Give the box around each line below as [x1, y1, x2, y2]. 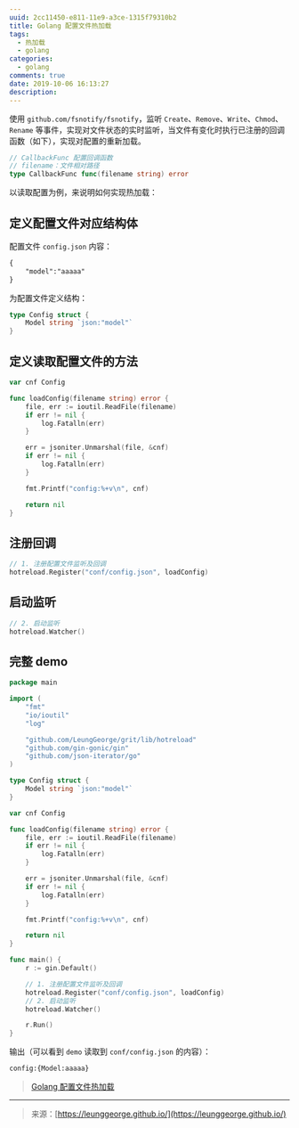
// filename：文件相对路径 [9, 161, 100, 170]
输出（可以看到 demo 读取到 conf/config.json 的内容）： [9, 1046, 211, 1057]
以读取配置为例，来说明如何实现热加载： [9, 187, 158, 198]
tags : [9, 29, 29, 38]
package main [9, 678, 58, 687]
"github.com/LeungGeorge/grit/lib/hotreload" [25, 735, 198, 744]
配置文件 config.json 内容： [9, 241, 113, 251]
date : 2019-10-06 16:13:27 [9, 79, 109, 88]
